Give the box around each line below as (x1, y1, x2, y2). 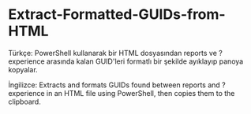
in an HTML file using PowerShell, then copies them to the (46, 88, 235, 97)
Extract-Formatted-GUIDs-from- (8, 6, 227, 24)
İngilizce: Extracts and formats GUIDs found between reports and (8, 80, 221, 90)
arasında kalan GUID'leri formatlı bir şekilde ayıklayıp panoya (46, 57, 244, 66)
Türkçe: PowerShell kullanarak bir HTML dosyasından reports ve (8, 48, 217, 57)
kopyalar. (8, 64, 38, 74)
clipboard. (8, 97, 41, 106)
